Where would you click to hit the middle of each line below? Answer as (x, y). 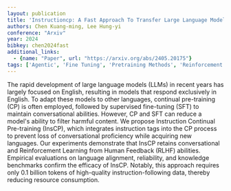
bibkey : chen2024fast (38, 46)
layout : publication (37, 13)
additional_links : (33, 52)
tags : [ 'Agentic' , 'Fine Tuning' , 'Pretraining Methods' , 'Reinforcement (115, 65)
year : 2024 (23, 39)
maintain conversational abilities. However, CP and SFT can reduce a (104, 114)
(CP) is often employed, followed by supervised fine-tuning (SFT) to (103, 106)
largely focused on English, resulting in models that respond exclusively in (112, 92)
